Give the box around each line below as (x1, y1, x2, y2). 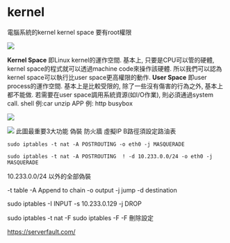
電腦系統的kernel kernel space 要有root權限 (7, 28, 132, 36)
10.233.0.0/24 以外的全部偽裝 (7, 171, 92, 181)
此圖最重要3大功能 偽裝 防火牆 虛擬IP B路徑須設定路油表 (15, 126, 176, 135)
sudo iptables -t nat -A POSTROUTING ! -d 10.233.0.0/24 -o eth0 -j (7, 153, 213, 160)
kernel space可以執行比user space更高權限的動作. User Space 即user (7, 73, 207, 81)
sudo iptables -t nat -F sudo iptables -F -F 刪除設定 (7, 213, 154, 222)
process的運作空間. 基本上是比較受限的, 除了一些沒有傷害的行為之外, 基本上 (7, 81, 224, 90)
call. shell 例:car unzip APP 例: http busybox (7, 99, 133, 108)
